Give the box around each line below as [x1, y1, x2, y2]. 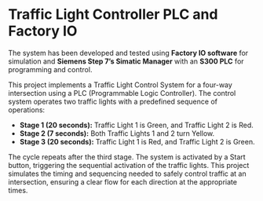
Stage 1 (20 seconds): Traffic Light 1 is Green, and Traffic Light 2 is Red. [19, 120, 254, 130]
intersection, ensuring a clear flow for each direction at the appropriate [8, 177, 238, 186]
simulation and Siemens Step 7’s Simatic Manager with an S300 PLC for [8, 57, 245, 66]
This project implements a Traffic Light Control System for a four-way [8, 80, 233, 90]
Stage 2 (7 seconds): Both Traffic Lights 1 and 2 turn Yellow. [19, 128, 215, 138]
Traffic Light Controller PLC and [8, 5, 218, 24]
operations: [8, 104, 46, 115]
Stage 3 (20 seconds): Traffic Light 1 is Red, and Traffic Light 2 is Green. [19, 137, 255, 146]
